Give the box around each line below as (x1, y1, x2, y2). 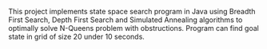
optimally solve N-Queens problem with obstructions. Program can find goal (8, 24, 260, 32)
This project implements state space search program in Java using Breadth (8, 7, 256, 16)
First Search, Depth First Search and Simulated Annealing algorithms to (8, 15, 243, 24)
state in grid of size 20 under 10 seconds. (8, 32, 145, 41)
